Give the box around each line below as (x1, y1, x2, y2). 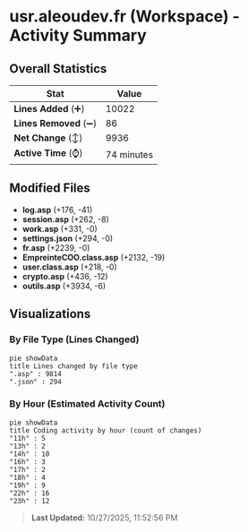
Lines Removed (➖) (13, 117, 97, 129)
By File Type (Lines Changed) (9, 333, 140, 346)
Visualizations (9, 306, 91, 322)
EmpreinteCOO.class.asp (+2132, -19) (21, 252, 166, 262)
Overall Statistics (9, 61, 107, 76)
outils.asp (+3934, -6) (21, 280, 107, 291)
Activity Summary (9, 25, 148, 46)
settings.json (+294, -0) (21, 233, 114, 244)
